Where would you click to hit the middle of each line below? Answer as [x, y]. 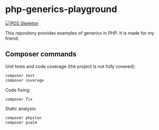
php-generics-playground [61, 9]
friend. [12, 38]
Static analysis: [21, 109]
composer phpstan [23, 118]
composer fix [19, 99]
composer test [20, 76]
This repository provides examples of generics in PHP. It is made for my [80, 33]
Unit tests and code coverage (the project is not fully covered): [70, 66]
